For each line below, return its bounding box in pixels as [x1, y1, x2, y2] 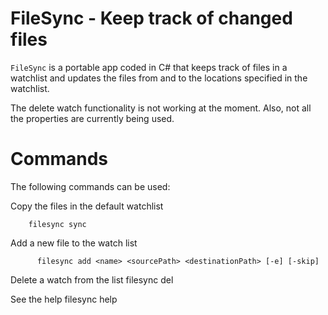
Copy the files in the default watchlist [10, 200, 164, 212]
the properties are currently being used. [10, 112, 175, 124]
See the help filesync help [10, 293, 118, 305]
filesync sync [28, 219, 87, 229]
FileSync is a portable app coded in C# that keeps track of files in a [10, 61, 288, 73]
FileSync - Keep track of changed [10, 7, 293, 30]
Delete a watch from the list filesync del [10, 273, 174, 286]
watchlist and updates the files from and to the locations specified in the [10, 72, 308, 84]
